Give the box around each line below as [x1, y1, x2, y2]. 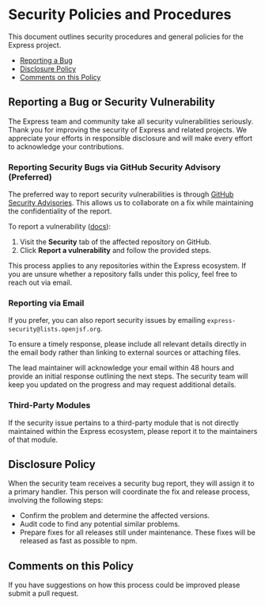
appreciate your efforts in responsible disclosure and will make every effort [8, 133, 253, 143]
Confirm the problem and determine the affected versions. [19, 511, 210, 520]
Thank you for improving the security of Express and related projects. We [8, 125, 248, 134]
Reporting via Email [8, 297, 85, 309]
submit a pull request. [8, 589, 79, 598]
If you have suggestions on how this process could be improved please [8, 581, 240, 590]
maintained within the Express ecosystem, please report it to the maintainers [8, 426, 258, 435]
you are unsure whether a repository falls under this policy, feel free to [8, 270, 238, 279]
